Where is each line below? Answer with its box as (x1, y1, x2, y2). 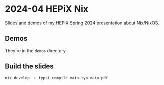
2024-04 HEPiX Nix (5, 3, 89, 15)
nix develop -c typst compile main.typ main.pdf (5, 75, 108, 80)
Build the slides (5, 62, 54, 71)
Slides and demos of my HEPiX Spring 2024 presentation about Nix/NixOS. (5, 20, 160, 26)
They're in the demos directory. (5, 47, 67, 53)
